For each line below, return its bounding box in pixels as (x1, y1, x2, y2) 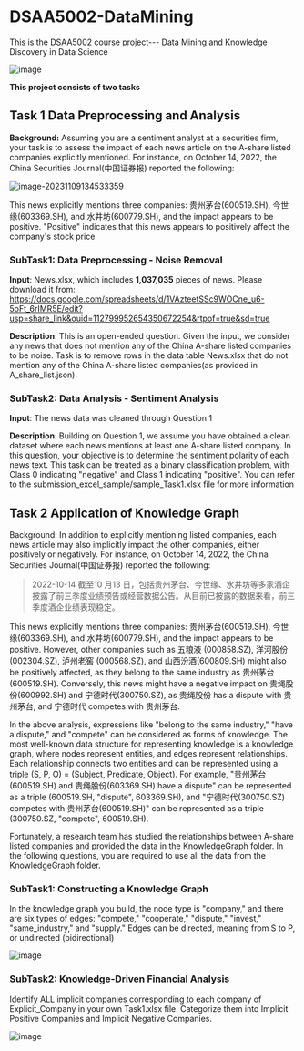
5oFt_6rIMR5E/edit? (9, 304, 84, 314)
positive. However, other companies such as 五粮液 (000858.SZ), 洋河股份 (9, 644, 289, 655)
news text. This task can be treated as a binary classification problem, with (9, 459, 290, 470)
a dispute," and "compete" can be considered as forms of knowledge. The (9, 729, 289, 740)
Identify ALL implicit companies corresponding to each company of (9, 994, 262, 1005)
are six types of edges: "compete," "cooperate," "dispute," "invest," (9, 913, 262, 924)
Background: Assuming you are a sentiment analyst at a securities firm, (9, 132, 279, 143)
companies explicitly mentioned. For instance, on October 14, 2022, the (9, 151, 278, 162)
